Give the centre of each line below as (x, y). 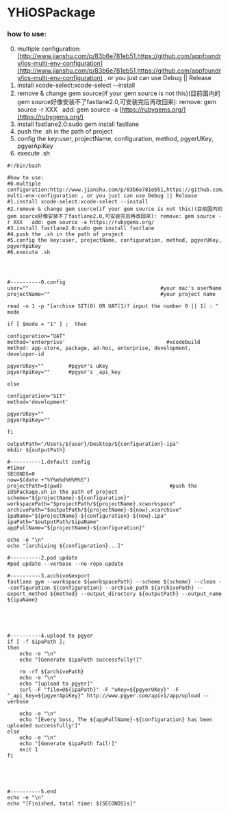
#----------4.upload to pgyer (50, 636)
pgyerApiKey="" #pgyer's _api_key (64, 372)
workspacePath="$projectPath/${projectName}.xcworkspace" (91, 504)
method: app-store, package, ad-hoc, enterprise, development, (99, 348)
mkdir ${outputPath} (37, 450)
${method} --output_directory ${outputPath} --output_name (136, 594)
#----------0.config (37, 282)
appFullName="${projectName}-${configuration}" (76, 528)
